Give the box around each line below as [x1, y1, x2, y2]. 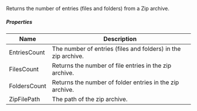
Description [103, 34, 137, 43]
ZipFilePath [9, 95, 40, 103]
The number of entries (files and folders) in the [52, 44, 181, 53]
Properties [6, 18, 33, 25]
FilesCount [9, 65, 39, 73]
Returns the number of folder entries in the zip [52, 78, 179, 86]
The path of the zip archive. [52, 95, 128, 103]
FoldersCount [9, 82, 47, 90]
